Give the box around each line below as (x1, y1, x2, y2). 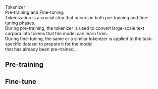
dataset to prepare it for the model (22, 41, 93, 46)
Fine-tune (5, 77, 36, 86)
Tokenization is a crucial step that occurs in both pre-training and (5, 15, 139, 20)
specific (5, 41, 22, 46)
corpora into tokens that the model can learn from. (5, 31, 108, 36)
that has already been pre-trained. (5, 46, 75, 52)
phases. (19, 20, 36, 26)
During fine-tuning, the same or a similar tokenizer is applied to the (5, 36, 142, 42)
